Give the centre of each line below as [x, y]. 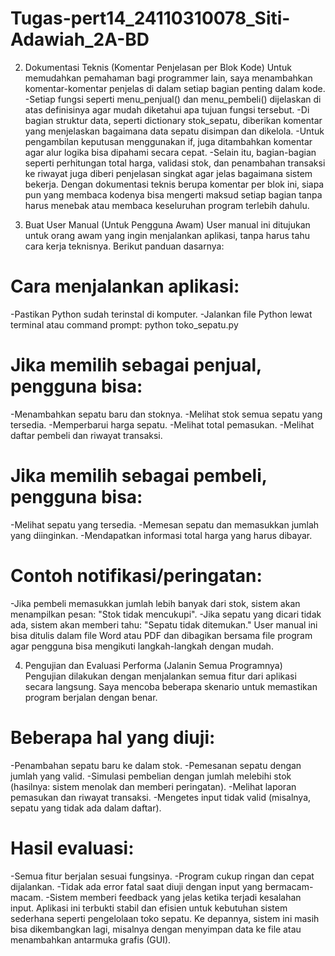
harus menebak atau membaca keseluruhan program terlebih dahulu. [167, 205]
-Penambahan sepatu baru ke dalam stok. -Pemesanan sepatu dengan [156, 765]
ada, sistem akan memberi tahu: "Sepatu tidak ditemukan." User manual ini [164, 624]
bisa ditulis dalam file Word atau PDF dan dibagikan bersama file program [161, 635]
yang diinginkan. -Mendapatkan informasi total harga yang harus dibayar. [161, 535]
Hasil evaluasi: [72, 848]
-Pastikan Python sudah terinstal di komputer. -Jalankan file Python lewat [161, 314]
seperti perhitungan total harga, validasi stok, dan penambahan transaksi [175, 163]
